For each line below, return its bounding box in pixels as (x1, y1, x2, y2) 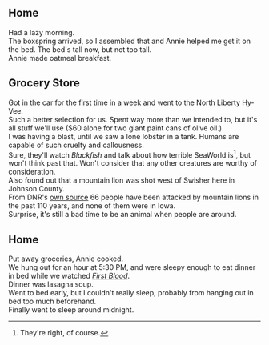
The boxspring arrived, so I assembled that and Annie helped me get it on (8, 36, 251, 46)
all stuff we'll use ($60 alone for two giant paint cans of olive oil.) (8, 123, 223, 133)
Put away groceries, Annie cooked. (8, 254, 124, 263)
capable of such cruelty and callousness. (8, 140, 144, 150)
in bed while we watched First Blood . (8, 271, 130, 281)
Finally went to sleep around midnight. (8, 305, 134, 315)
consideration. (8, 167, 56, 177)
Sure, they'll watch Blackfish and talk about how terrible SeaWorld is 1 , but (8, 148, 251, 159)
